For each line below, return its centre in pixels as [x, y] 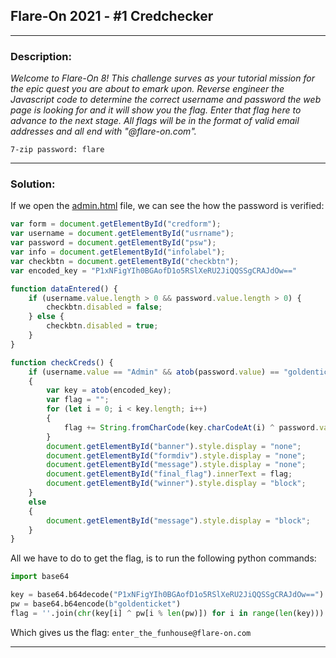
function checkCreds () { [62, 362]
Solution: [33, 184]
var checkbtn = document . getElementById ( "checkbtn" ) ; [125, 261]
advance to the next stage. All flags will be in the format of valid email [155, 121]
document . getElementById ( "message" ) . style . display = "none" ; [176, 465]
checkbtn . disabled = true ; [102, 326]
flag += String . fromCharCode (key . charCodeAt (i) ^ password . [191, 427]
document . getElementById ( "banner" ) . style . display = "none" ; [174, 446]
